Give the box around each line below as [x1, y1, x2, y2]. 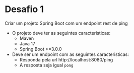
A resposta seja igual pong [19, 62, 74, 68]
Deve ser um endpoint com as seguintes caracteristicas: [12, 51, 129, 57]
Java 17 [19, 40, 36, 46]
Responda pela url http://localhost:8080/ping [19, 56, 113, 62]
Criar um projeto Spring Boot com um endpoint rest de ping [5, 20, 128, 26]
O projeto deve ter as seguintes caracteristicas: [12, 30, 111, 36]
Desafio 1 [5, 4, 44, 15]
